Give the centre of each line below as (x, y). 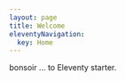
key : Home (35, 42)
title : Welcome (37, 26)
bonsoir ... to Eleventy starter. (63, 68)
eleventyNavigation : (47, 34)
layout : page (33, 17)
